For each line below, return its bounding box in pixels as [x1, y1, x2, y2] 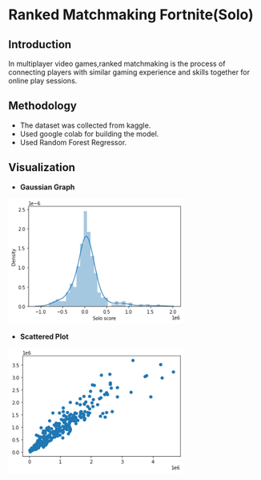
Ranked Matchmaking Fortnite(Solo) [8, 6, 254, 24]
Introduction [8, 38, 72, 51]
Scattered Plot [19, 332, 70, 341]
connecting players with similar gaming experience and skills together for [8, 67, 251, 77]
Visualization [8, 161, 76, 174]
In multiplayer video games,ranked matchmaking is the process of [8, 59, 226, 68]
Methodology [8, 99, 78, 113]
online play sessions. [8, 76, 78, 85]
